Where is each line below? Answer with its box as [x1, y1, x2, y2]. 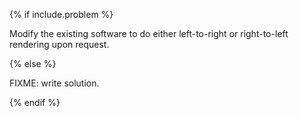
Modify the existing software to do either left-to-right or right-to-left [9, 28, 289, 39]
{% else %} [9, 58, 57, 69]
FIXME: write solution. [9, 77, 100, 89]
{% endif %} [9, 97, 61, 108]
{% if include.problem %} [9, 9, 114, 20]
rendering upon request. [9, 39, 110, 50]
